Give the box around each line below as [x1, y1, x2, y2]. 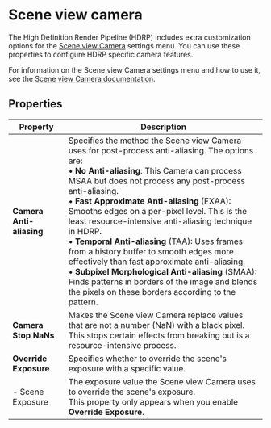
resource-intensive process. [68, 339, 177, 350]
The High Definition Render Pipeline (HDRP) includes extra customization [8, 32, 252, 42]
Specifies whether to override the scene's [68, 353, 227, 364]
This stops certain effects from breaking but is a [68, 329, 250, 341]
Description [140, 121, 187, 132]
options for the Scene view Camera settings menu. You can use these [8, 40, 240, 50]
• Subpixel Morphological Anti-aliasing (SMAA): [68, 266, 257, 277]
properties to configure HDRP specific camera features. [8, 49, 194, 59]
